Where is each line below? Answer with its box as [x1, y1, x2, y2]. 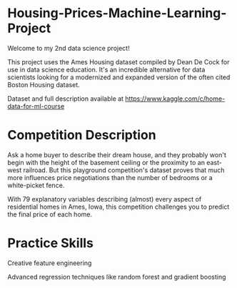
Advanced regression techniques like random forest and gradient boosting [7, 272, 226, 281]
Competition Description [7, 127, 156, 144]
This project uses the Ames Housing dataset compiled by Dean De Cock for [7, 57, 230, 66]
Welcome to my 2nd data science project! [7, 44, 130, 52]
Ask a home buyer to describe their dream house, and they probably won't [7, 150, 227, 159]
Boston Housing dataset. [7, 80, 80, 89]
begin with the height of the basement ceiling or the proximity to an [7, 158, 206, 167]
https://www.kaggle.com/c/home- [124, 94, 226, 103]
